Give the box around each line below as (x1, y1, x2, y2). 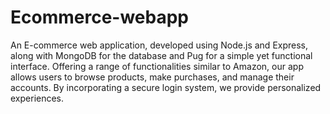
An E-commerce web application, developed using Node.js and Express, (10, 39, 309, 51)
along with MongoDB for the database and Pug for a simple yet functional (10, 49, 313, 61)
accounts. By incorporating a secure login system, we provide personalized (10, 81, 322, 93)
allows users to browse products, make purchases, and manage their (10, 71, 295, 83)
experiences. (10, 92, 65, 104)
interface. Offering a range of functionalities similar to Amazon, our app (10, 60, 304, 72)
